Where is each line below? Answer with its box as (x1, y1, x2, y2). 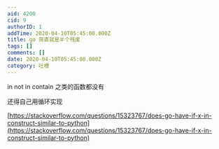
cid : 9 (7, 17, 27, 24)
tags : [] (7, 43, 33, 50)
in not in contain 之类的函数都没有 (7, 82, 105, 91)
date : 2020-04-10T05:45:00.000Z (7, 56, 101, 63)
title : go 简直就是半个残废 (7, 36, 80, 43)
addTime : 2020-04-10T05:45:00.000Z (7, 29, 111, 37)
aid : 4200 (7, 10, 36, 17)
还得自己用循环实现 (7, 97, 63, 106)
